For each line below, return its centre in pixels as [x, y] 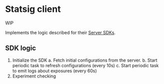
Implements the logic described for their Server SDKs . [60, 32]
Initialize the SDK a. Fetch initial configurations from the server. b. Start [85, 60]
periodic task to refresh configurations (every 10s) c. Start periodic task [85, 65]
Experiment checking [34, 76]
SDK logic [21, 48]
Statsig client [33, 9]
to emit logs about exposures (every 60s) [54, 71]
